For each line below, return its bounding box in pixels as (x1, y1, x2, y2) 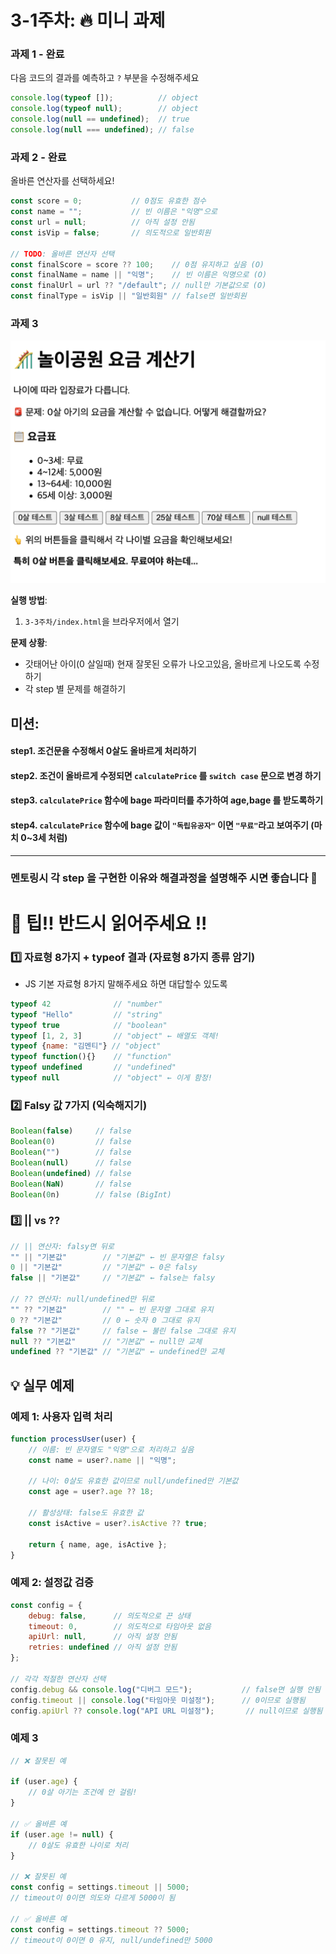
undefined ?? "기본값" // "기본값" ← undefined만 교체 (10, 1347, 225, 1357)
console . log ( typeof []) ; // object (10, 93, 199, 103)
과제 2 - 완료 (10, 150, 67, 164)
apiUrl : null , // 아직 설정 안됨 (28, 1632, 178, 1642)
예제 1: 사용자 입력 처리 (10, 1409, 113, 1423)
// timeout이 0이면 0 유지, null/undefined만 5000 (10, 1935, 213, 1945)
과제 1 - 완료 (10, 47, 65, 61)
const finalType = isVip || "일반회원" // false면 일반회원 (10, 291, 247, 301)
